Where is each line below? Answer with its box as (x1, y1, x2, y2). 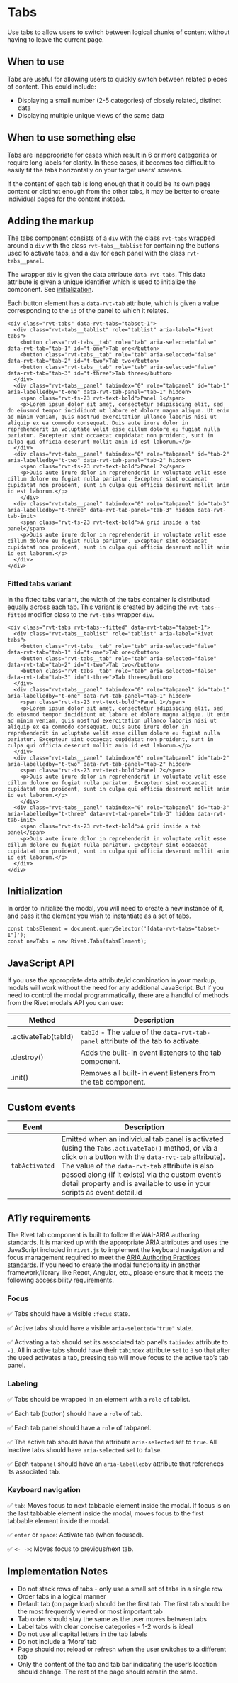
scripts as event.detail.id (61, 1188, 143, 1197)
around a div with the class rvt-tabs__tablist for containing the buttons (7, 241, 220, 250)
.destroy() (11, 1052, 44, 1062)
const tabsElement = (7, 926, 69, 933)
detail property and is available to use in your (61, 1179, 211, 1189)
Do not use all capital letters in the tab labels (17, 1630, 147, 1638)
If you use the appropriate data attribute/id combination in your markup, (7, 976, 217, 985)
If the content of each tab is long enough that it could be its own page (7, 179, 211, 188)
